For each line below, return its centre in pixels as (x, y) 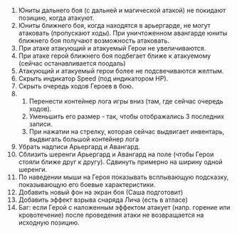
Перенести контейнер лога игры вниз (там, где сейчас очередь (126, 101)
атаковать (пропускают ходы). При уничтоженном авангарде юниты (123, 33)
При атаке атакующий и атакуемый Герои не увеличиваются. (112, 48)
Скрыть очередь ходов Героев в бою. (76, 86)
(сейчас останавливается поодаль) (72, 63)
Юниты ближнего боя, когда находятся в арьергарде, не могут (114, 25)
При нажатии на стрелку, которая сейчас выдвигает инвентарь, (127, 132)
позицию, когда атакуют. (56, 18)
